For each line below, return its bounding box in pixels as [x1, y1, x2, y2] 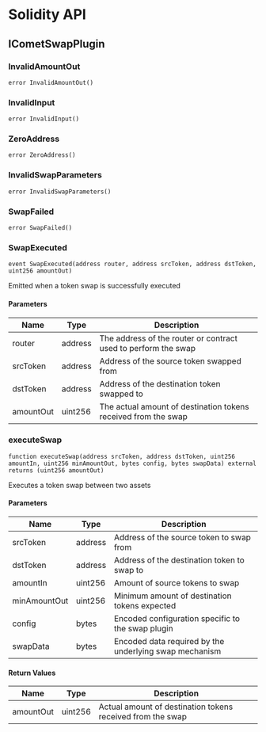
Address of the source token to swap [113, 532, 252, 543]
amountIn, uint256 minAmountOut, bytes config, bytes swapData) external [8, 459, 257, 467]
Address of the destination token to [113, 555, 245, 566]
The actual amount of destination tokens [99, 401, 249, 412]
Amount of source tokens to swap [113, 578, 240, 589]
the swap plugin [113, 623, 173, 635]
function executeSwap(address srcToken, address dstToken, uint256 [8, 452, 236, 460]
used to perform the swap [99, 342, 196, 353]
